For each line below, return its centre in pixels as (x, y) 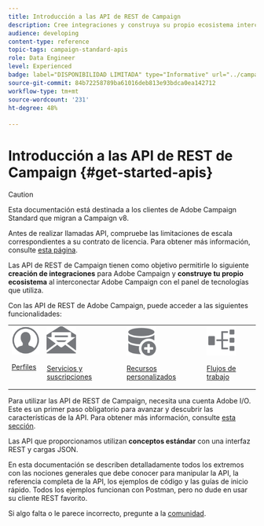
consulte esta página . (43, 250)
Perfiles (24, 367)
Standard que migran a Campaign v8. (69, 218)
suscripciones (70, 377)
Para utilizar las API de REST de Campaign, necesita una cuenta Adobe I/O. (130, 401)
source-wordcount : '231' (49, 99)
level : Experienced (40, 67)
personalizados (151, 377)
